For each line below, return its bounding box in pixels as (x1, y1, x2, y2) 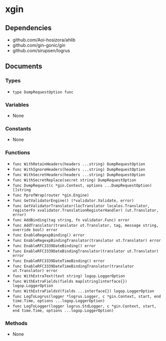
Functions (5, 149, 30, 156)
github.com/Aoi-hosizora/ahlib (12, 37, 76, 43)
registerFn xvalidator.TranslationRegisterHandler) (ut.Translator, (12, 208, 159, 213)
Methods (5, 319, 28, 326)
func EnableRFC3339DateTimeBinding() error (12, 258, 105, 264)
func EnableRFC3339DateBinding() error (12, 243, 96, 248)
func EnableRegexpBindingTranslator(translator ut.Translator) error (12, 238, 161, 243)
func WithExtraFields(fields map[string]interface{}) (12, 279, 127, 284)
